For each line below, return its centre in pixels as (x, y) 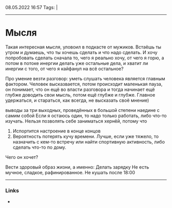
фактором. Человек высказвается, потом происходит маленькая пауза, (84, 84)
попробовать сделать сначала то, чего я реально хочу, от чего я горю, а (85, 58)
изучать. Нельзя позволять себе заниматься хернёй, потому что (76, 121)
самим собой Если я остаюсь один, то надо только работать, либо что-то (86, 115)
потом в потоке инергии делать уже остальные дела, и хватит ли (77, 63)
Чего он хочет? (22, 157)
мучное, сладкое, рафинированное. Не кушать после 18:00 (70, 172)
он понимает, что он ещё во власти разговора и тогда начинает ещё (80, 89)
